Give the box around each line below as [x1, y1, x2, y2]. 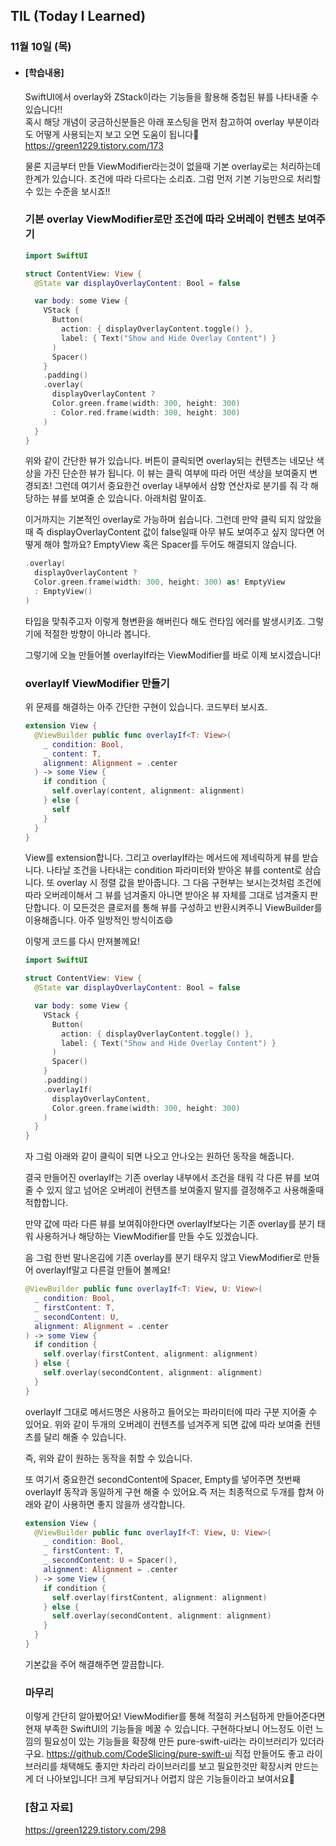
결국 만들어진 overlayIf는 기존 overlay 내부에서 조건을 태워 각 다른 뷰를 [24, 1172, 302, 1184]
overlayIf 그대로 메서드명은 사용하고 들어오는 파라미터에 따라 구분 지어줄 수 [24, 1405, 318, 1418]
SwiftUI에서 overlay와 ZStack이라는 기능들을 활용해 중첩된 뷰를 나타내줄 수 [24, 90, 320, 103]
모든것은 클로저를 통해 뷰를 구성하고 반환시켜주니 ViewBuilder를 [73, 902, 323, 914]
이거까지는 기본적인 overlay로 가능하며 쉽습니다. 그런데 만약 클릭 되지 [24, 514, 296, 526]
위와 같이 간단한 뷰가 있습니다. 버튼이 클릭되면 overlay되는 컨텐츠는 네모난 [24, 455, 315, 467]
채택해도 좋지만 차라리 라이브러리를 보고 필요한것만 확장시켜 [59, 1760, 293, 1773]
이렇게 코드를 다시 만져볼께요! [24, 935, 141, 948]
